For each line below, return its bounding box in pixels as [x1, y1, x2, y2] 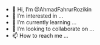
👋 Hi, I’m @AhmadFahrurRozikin [12, 6, 92, 13]
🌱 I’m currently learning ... [12, 19, 77, 26]
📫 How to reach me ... [12, 32, 68, 39]
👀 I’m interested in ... [12, 12, 64, 19]
